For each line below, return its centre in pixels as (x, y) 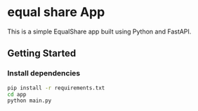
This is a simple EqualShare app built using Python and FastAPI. (99, 31)
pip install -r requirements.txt (56, 88)
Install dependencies (44, 73)
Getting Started (42, 53)
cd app (17, 94)
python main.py (29, 101)
